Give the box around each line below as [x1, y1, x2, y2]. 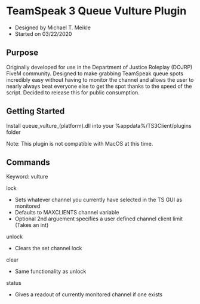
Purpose [6, 48, 39, 58]
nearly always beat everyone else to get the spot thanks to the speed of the [6, 82, 192, 90]
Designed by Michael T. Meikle [14, 24, 91, 31]
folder [6, 128, 21, 136]
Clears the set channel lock [14, 245, 82, 252]
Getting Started [6, 106, 65, 116]
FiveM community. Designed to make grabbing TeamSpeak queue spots [6, 70, 184, 77]
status [6, 280, 22, 287]
